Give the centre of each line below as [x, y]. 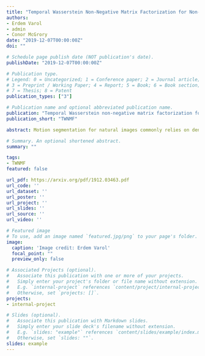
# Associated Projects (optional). [52, 270]
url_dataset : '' [27, 191]
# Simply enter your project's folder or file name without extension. [102, 282]
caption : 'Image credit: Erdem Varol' [61, 248]
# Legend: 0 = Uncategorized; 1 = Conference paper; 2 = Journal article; [103, 79]
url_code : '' [23, 186]
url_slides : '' [26, 208]
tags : [13, 158]
